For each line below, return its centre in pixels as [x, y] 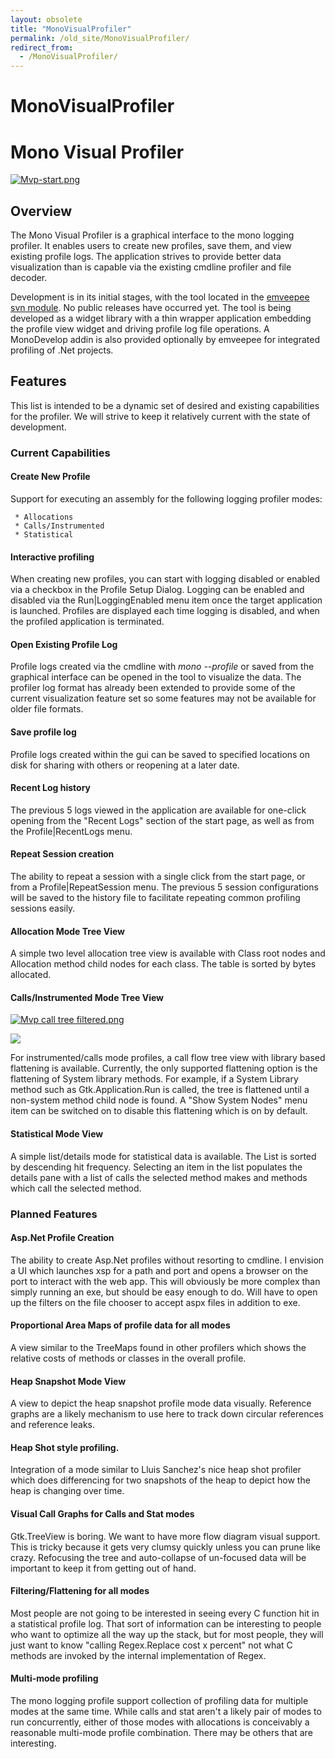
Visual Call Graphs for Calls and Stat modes [102, 1513]
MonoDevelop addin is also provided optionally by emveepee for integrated [165, 340]
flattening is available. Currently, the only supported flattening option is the [164, 1068]
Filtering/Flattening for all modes [80, 1591]
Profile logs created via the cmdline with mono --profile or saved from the [162, 667]
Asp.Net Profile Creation [62, 1238]
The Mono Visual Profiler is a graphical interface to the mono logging [152, 235]
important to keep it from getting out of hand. [103, 1568]
